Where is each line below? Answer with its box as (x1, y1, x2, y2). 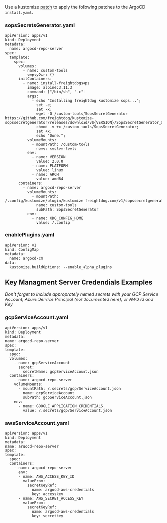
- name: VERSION (31, 155, 66, 160)
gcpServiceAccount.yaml (5, 314, 69, 321)
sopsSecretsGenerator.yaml (5, 22, 75, 29)
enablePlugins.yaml (5, 231, 55, 238)
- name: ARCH (31, 172, 59, 177)
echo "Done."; (36, 133, 66, 138)
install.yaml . (5, 9, 33, 15)
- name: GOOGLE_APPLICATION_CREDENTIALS (18, 403, 103, 409)
